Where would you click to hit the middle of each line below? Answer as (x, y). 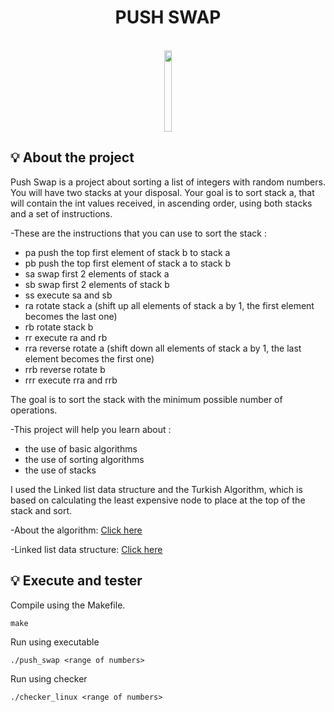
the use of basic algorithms (81, 448)
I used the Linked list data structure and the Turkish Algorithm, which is (156, 489)
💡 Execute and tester (76, 581)
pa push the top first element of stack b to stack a (127, 252)
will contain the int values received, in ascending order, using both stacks (161, 203)
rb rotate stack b (59, 327)
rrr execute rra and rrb (71, 380)
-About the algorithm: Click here (76, 530)
